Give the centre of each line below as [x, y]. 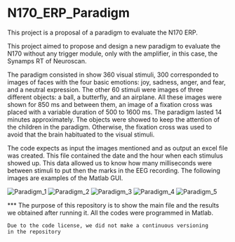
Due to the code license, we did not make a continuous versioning [108, 225]
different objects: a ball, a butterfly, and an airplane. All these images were [115, 97]
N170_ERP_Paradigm [68, 13]
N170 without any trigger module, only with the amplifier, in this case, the [113, 53]
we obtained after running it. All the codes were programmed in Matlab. [110, 212]
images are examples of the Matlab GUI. [65, 178]
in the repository [34, 231]
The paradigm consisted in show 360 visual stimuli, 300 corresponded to [113, 75]
